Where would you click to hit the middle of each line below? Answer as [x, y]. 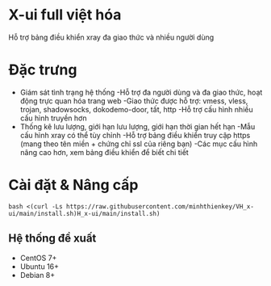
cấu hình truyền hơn [53, 118]
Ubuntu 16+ [39, 266]
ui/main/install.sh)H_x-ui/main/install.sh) [84, 213]
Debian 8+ [38, 275]
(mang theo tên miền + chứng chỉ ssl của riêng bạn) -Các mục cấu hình [139, 144]
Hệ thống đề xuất [52, 239]
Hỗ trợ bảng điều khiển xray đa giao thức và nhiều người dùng [111, 37]
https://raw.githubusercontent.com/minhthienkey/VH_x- [160, 206]
